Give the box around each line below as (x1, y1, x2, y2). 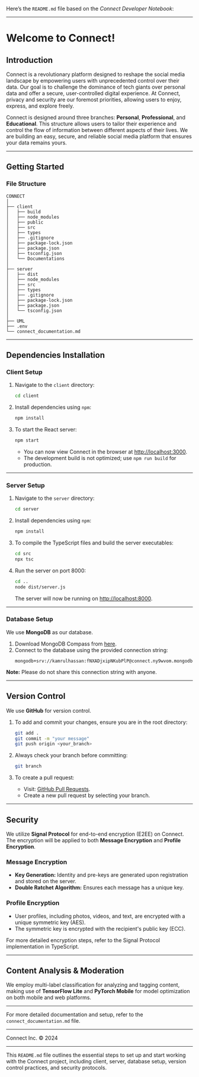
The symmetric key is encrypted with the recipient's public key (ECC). (14, 925, 185, 932)
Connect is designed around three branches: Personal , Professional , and (6, 114, 185, 121)
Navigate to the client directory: (14, 382, 95, 389)
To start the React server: (14, 426, 77, 433)
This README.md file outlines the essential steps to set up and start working (6, 1051, 186, 1059)
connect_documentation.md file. (6, 1018, 81, 1025)
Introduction (6, 55, 53, 65)
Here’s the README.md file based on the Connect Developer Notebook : (6, 5, 174, 12)
